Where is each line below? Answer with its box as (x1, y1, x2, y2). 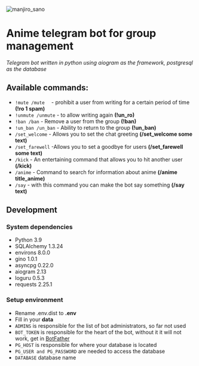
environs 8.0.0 (14, 249, 51, 257)
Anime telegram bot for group (6, 27, 157, 40)
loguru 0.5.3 (14, 274, 45, 282)
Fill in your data (14, 316, 54, 323)
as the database (6, 65, 47, 72)
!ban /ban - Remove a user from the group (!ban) (14, 117, 137, 125)
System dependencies (6, 223, 73, 231)
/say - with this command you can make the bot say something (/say (14, 181, 185, 188)
